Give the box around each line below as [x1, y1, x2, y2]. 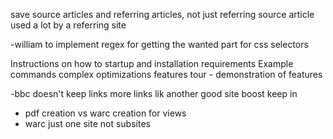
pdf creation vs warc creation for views [24, 107, 187, 119]
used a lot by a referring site [10, 19, 127, 31]
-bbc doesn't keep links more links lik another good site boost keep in [10, 88, 298, 99]
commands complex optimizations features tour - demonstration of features [10, 69, 323, 80]
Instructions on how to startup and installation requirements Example [10, 58, 294, 69]
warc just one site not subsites [24, 118, 151, 129]
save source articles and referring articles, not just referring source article [10, 9, 315, 20]
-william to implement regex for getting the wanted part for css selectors [10, 39, 309, 50]
